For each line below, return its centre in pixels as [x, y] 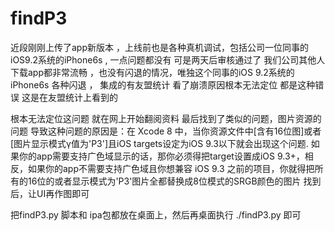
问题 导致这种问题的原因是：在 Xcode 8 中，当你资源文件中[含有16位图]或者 [166, 131]
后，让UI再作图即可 [50, 193]
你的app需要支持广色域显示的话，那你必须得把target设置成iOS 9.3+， [161, 156]
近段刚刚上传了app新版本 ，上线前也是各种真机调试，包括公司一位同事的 [159, 47]
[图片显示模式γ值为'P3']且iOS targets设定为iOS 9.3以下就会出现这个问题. [159, 143]
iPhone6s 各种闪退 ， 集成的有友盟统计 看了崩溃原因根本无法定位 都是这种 [163, 84]
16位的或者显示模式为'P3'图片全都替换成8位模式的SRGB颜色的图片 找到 [174, 181]
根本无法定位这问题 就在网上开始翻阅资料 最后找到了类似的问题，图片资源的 [166, 118]
